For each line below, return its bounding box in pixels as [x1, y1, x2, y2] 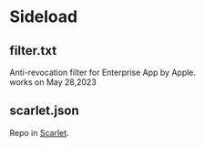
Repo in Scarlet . [9, 127, 70, 138]
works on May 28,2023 [9, 77, 97, 88]
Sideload [9, 6, 78, 27]
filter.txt [9, 43, 57, 58]
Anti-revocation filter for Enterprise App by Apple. [9, 67, 197, 78]
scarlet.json [9, 103, 79, 119]
